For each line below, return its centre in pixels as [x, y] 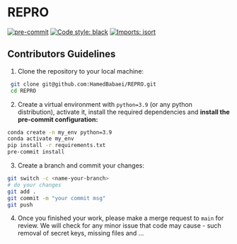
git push [20, 205]
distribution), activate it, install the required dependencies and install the [123, 112]
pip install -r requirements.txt [57, 146]
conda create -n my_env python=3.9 [60, 132]
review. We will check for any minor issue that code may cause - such [119, 226]
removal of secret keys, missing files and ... [81, 233]
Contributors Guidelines [62, 54]
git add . [22, 192]
